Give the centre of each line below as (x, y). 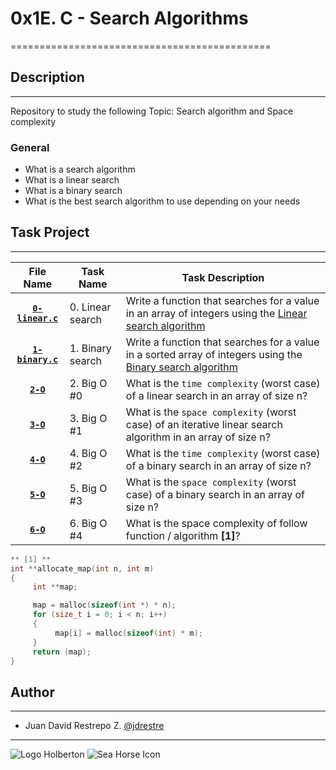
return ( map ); (62, 652)
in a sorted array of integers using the (214, 354)
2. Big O (88, 383)
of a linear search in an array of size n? (216, 395)
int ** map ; (55, 587)
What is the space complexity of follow (216, 523)
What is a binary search (73, 191)
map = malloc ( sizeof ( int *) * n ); (104, 605)
